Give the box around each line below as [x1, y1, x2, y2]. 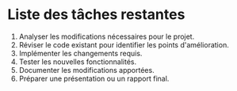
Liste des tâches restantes [7, 6, 185, 24]
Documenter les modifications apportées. [18, 65, 155, 74]
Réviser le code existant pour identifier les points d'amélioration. [18, 40, 229, 49]
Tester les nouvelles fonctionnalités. [18, 57, 136, 66]
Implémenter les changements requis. [18, 48, 143, 58]
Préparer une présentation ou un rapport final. [18, 74, 170, 83]
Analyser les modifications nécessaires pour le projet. [18, 32, 195, 41]
